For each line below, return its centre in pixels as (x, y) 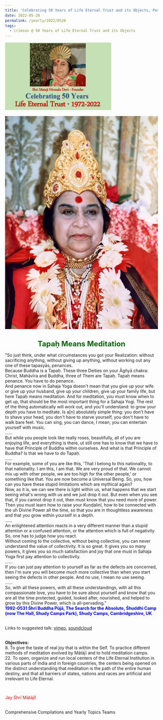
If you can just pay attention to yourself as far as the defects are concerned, (81, 567)
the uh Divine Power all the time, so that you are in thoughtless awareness (79, 510)
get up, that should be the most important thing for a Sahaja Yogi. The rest (79, 402)
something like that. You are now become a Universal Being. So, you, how (79, 479)
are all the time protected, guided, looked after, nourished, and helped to (77, 598)
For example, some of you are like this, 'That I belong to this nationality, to (79, 464)
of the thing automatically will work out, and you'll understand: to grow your (81, 407)
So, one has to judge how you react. (41, 536)
